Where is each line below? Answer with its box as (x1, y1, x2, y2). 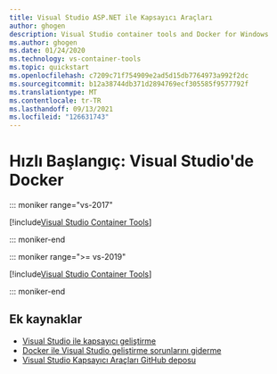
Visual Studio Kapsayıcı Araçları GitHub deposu (21, 354, 197, 365)
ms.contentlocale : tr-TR (9, 96, 102, 105)
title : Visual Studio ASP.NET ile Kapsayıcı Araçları (9, 12, 214, 22)
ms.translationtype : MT (9, 87, 98, 96)
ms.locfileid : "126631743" (9, 112, 110, 121)
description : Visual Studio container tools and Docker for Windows (9, 29, 269, 38)
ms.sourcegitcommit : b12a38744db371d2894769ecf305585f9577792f (9, 79, 249, 88)
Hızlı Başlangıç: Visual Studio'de (9, 151, 255, 171)
